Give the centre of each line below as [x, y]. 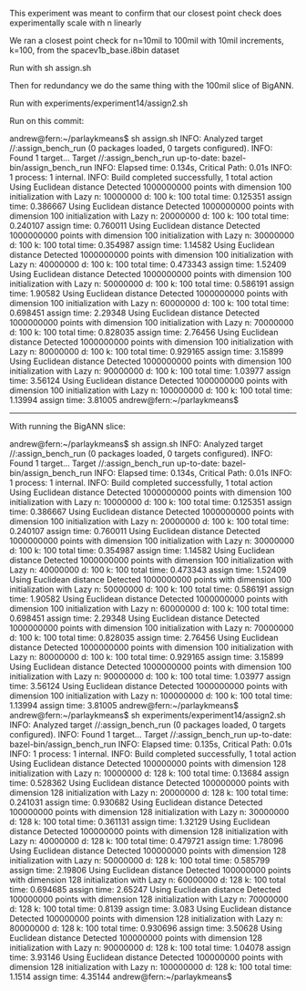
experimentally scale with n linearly [76, 23]
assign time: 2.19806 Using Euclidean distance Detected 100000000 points [150, 870]
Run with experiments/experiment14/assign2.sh [99, 103]
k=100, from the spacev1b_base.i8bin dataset [94, 50]
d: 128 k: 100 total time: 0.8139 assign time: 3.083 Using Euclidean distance [151, 909]
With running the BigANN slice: [67, 426]
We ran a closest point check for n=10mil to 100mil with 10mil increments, [147, 41]
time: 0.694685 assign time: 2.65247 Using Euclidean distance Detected [145, 889]
